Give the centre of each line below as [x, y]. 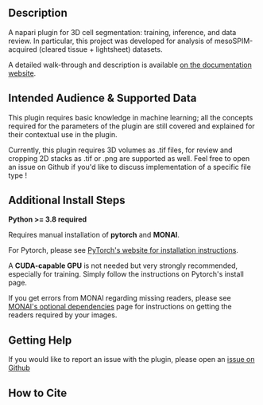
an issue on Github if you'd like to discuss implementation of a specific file [130, 167]
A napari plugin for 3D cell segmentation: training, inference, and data [122, 32]
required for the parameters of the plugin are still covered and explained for [132, 126]
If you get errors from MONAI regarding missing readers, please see [120, 298]
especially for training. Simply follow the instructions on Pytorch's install [126, 274]
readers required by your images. [63, 315]
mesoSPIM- [234, 41]
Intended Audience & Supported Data [102, 98]
